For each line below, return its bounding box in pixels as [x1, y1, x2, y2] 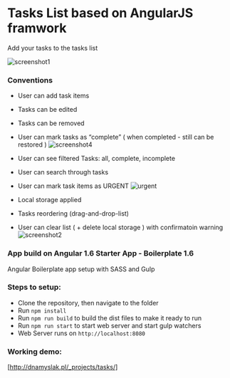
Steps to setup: [7, 283, 62, 293]
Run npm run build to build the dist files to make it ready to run [17, 313, 202, 322]
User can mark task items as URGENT [17, 182, 130, 190]
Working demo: [7, 347, 62, 357]
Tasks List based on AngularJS [7, 5, 194, 21]
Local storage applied [17, 196, 82, 204]
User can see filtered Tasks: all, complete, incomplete [17, 154, 176, 163]
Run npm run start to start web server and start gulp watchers [17, 321, 202, 330]
